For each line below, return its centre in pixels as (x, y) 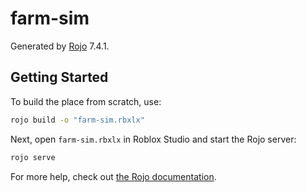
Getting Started (59, 77)
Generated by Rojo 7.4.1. (60, 46)
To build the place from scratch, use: (86, 101)
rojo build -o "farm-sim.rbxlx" (77, 120)
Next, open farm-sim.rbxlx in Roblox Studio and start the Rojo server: (153, 139)
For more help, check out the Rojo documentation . (113, 176)
